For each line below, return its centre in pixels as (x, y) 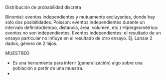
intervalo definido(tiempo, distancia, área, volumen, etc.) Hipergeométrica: (82, 27)
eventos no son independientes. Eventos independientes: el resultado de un (83, 33)
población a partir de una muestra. (48, 68)
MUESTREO (17, 53)
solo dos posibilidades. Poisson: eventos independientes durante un (75, 22)
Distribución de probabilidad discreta (43, 7)
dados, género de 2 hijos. (31, 43)
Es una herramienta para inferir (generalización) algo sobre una (78, 63)
